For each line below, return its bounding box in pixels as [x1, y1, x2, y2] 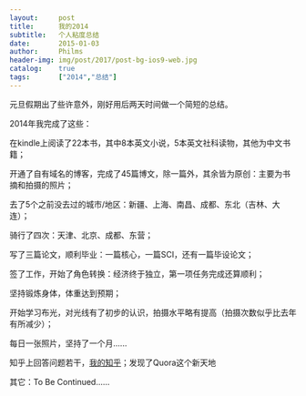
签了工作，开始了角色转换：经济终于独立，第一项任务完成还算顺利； [9, 268, 265, 279]
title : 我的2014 [9, 22, 89, 31]
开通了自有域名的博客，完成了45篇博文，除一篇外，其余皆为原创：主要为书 [9, 168, 291, 178]
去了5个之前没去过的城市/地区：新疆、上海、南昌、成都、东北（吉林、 [9, 198, 273, 209]
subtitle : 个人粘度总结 [9, 30, 100, 39]
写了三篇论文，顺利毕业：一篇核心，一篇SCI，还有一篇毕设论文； [9, 249, 254, 259]
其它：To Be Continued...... [9, 376, 110, 387]
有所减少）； [9, 318, 54, 329]
